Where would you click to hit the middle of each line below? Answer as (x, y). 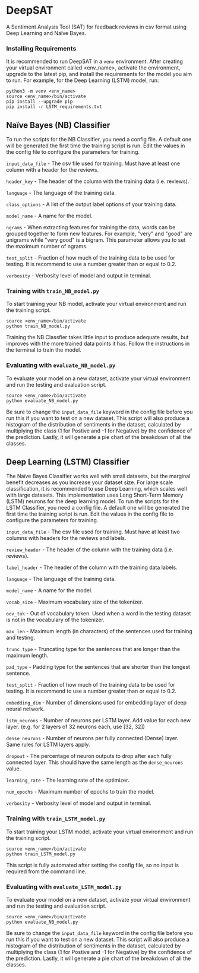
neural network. (26, 709)
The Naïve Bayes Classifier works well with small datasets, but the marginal (98, 476)
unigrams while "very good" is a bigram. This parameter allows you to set (96, 240)
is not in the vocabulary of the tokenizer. (56, 620)
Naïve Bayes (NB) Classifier (58, 125)
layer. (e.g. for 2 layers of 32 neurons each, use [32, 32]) (76, 727)
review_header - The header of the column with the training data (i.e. (90, 549)
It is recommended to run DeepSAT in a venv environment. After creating (94, 61)
